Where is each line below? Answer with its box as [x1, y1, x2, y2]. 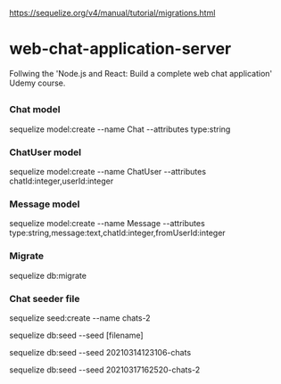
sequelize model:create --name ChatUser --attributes [9, 167, 207, 176]
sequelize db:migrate [9, 270, 87, 281]
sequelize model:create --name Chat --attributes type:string [9, 124, 231, 135]
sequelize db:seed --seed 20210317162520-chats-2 [9, 364, 201, 375]
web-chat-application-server [9, 39, 232, 59]
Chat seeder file [9, 292, 80, 305]
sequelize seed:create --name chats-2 [9, 312, 151, 323]
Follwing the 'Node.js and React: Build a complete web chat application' [9, 68, 273, 78]
